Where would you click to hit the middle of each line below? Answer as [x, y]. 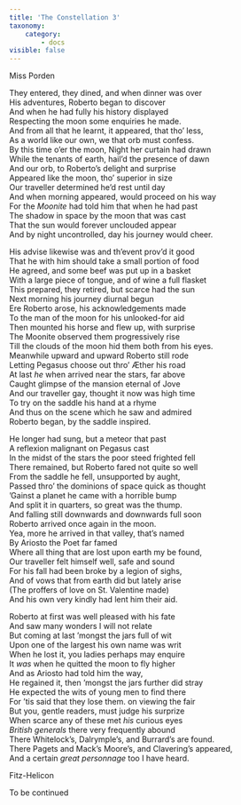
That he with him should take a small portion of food [104, 261]
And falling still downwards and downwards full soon [105, 514]
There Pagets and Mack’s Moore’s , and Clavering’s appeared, [121, 749]
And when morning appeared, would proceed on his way [113, 197]
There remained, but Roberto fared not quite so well [104, 467]
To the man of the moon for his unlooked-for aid [97, 318]
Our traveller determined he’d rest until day [87, 187]
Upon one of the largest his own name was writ [95, 645]
